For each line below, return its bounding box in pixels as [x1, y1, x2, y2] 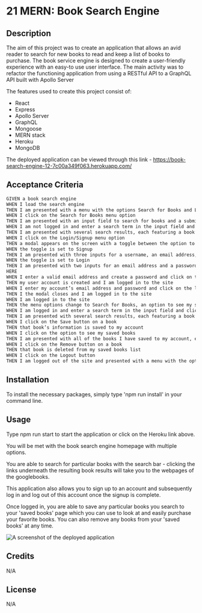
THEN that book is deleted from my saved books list [6, 347, 141, 353]
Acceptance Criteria [6, 179, 84, 190]
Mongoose [14, 125, 42, 132]
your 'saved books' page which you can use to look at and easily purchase [6, 509, 191, 516]
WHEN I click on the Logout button [6, 352, 96, 359]
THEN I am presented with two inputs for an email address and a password [6, 263, 198, 269]
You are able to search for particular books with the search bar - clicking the [6, 460, 195, 467]
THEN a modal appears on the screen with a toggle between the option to [6, 240, 195, 246]
